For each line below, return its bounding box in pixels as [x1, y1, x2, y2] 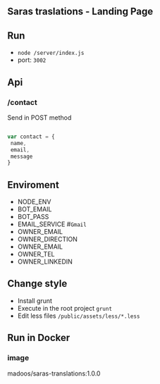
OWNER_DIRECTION [17, 235, 78, 244]
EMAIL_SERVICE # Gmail [17, 220, 87, 228]
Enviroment [7, 179, 60, 191]
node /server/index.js [17, 49, 85, 57]
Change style [7, 278, 68, 290]
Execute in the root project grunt [17, 304, 113, 312]
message [10, 153, 33, 160]
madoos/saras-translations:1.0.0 [7, 369, 101, 378]
